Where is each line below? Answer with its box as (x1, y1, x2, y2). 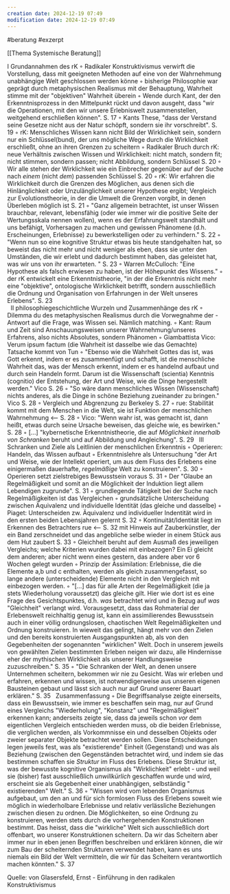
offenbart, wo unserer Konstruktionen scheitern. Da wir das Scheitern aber (7, 831, 218, 839)
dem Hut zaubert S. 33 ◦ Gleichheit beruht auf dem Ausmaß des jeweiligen (7, 538, 218, 546)
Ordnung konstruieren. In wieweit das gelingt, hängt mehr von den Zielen (7, 625, 214, 634)
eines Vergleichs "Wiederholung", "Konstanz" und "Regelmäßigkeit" (7, 706, 200, 714)
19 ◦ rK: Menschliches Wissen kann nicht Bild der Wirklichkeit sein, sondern (7, 128, 222, 136)
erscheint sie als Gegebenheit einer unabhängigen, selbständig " (7, 779, 190, 787)
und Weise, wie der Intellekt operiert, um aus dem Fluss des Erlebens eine (7, 457, 217, 466)
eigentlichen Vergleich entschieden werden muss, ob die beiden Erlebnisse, (7, 720, 222, 729)
